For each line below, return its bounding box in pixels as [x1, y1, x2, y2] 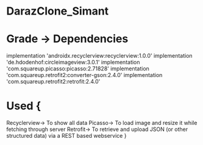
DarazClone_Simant [6, 4, 109, 18]
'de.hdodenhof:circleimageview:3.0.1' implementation [6, 59, 140, 66]
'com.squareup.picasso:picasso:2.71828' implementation [6, 65, 149, 72]
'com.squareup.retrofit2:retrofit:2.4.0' [6, 78, 101, 86]
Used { [6, 99, 41, 113]
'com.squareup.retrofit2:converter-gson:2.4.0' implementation [6, 72, 163, 79]
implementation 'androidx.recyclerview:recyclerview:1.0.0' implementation [6, 52, 193, 59]
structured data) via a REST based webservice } [6, 132, 127, 140]
